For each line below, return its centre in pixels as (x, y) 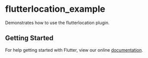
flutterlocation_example (55, 9)
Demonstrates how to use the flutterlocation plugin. (57, 23)
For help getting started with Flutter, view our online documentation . (74, 50)
